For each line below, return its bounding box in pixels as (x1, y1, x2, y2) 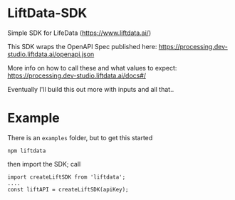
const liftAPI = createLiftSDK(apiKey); (7, 186, 130, 193)
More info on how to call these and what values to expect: (7, 63, 177, 72)
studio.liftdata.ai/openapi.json (7, 50, 95, 58)
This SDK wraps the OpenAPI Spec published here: (7, 42, 157, 51)
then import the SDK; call (7, 159, 81, 168)
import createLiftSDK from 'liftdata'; (7, 173, 126, 181)
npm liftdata (7, 147, 46, 154)
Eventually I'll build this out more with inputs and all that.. (7, 85, 174, 93)
